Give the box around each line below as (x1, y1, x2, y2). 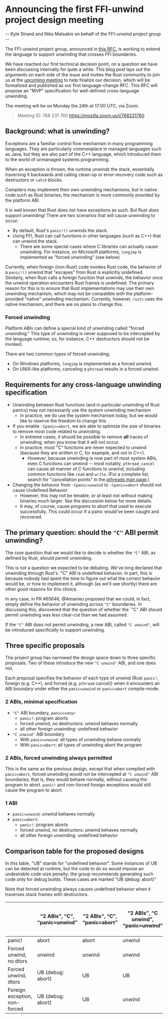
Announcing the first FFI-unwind (5, 4, 144, 15)
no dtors (7, 958, 27, 965)
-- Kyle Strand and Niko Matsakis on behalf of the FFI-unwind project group (5, 31, 161, 37)
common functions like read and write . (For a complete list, (27, 471, 149, 477)
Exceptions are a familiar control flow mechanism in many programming (5, 140, 153, 146)
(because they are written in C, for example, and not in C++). (19, 450, 145, 456)
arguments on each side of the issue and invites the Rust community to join (5, 71, 160, 77)
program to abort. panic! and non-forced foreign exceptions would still (5, 782, 151, 788)
